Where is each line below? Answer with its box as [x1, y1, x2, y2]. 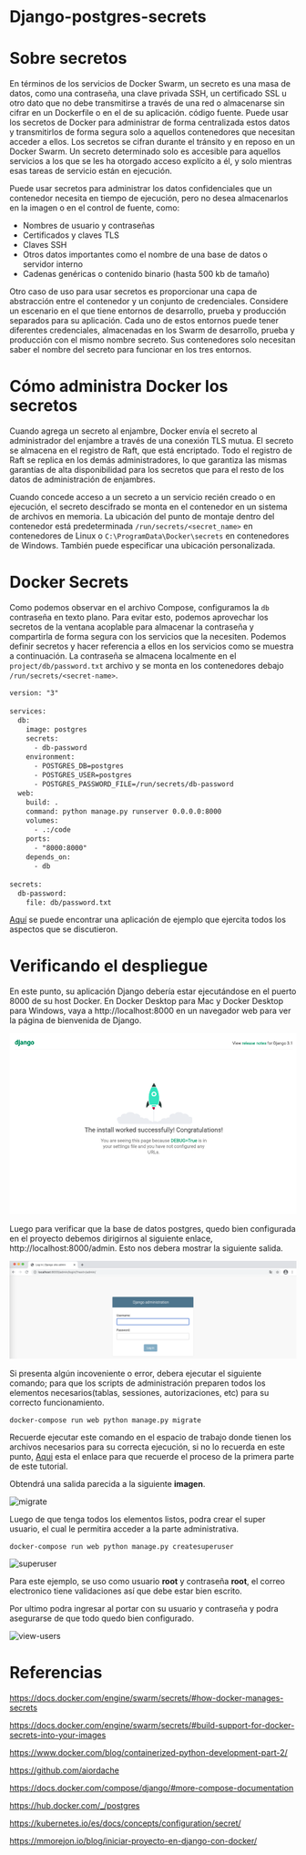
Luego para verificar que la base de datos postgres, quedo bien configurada [9, 1224, 296, 1235]
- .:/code [33, 825, 71, 835]
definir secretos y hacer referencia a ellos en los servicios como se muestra [9, 641, 294, 651]
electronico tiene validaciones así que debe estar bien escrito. [9, 1585, 243, 1596]
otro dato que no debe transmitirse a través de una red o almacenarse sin [9, 97, 285, 108]
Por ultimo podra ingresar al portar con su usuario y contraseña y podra [9, 1603, 280, 1614]
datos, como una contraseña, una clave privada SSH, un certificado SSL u [9, 88, 287, 99]
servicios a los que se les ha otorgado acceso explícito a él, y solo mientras [9, 156, 292, 167]
